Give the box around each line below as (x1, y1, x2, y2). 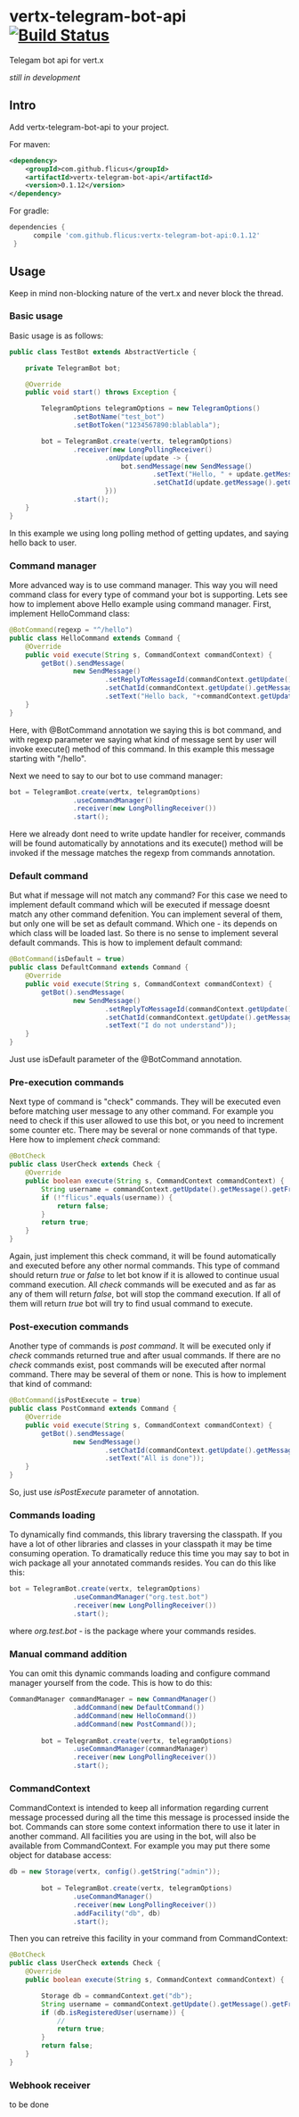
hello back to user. (9, 537, 77, 548)
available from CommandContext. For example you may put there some (9, 1840, 271, 1851)
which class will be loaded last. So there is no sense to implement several (9, 928, 279, 939)
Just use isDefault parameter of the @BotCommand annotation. (9, 1054, 243, 1065)
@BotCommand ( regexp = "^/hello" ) (9, 626, 133, 635)
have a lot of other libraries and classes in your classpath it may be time (9, 1539, 272, 1549)
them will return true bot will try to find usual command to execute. (9, 1299, 254, 1308)
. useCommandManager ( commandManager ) (72, 1745, 209, 1754)
